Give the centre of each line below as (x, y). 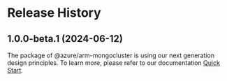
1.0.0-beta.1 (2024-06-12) (65, 39)
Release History (54, 13)
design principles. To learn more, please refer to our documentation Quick (113, 63)
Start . (15, 70)
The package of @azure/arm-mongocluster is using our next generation (111, 55)
